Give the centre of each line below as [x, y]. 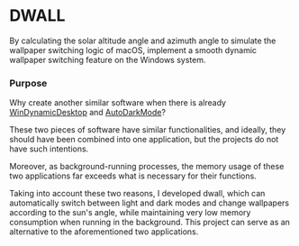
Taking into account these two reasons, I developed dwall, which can [137, 194]
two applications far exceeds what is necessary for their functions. [133, 176]
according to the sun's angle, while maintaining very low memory [130, 213]
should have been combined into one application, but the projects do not [144, 140]
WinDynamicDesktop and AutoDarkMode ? [88, 113]
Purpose [28, 83]
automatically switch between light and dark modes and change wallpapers [149, 203]
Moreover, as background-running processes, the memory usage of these [147, 167]
